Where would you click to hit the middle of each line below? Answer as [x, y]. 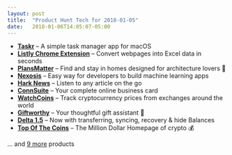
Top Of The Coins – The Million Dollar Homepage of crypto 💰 [106, 128]
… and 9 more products [41, 144]
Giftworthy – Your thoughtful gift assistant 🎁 [81, 113]
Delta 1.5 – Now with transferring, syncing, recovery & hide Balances [116, 120]
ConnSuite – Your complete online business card [87, 90]
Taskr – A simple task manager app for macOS [84, 47]
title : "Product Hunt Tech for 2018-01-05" [73, 20]
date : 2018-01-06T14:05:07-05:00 [59, 26]
